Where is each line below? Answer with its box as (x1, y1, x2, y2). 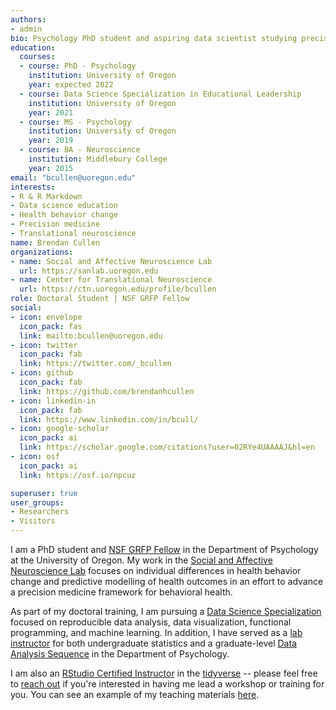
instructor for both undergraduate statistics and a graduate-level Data (10, 637, 297, 649)
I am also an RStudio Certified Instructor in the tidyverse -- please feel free (10, 667, 318, 679)
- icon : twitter (10, 340, 78, 350)
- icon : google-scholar (10, 424, 110, 434)
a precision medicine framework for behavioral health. (10, 586, 233, 598)
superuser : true (10, 488, 78, 498)
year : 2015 (28, 163, 74, 173)
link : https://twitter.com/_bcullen (19, 359, 172, 369)
